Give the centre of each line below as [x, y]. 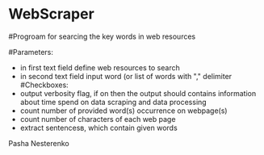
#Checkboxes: [44, 85]
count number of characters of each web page [98, 119]
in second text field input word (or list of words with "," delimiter [126, 76]
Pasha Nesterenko [39, 143]
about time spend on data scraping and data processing [113, 102]
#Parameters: [31, 52]
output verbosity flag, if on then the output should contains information [138, 93]
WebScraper [51, 14]
